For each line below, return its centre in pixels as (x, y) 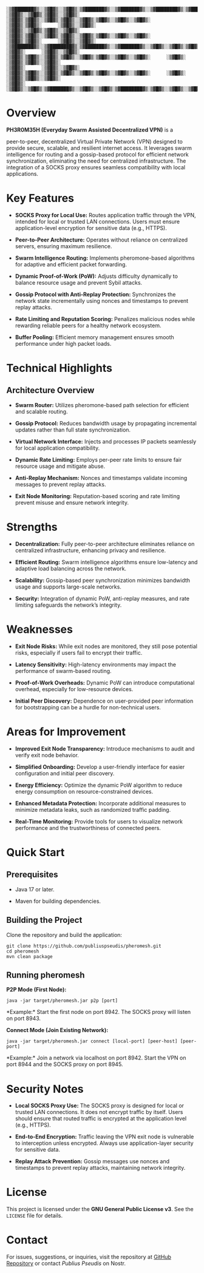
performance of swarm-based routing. (63, 670)
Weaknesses (39, 629)
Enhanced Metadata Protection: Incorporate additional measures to (100, 803)
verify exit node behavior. (47, 755)
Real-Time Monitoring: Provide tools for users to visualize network (99, 821)
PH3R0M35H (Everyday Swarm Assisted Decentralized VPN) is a (90, 130)
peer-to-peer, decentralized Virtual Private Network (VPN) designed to (95, 141)
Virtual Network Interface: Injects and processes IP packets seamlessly (106, 441)
